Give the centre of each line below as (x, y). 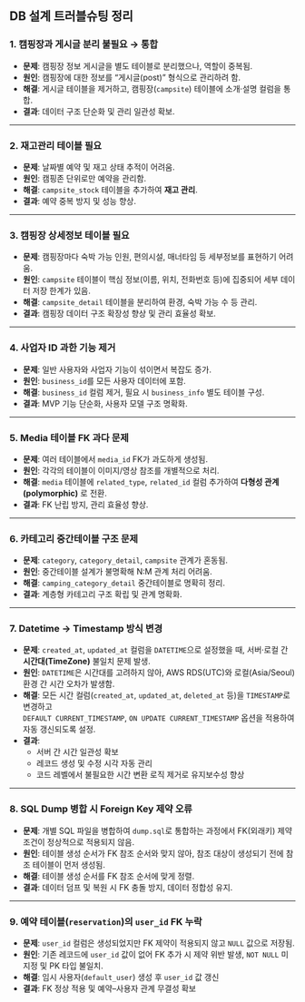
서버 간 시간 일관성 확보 (78, 752)
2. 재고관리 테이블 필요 (56, 145)
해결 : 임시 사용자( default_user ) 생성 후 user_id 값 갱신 (121, 977)
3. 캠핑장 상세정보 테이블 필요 (69, 235)
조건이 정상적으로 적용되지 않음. (78, 841)
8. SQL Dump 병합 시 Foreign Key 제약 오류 (101, 809)
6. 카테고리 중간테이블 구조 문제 (74, 538)
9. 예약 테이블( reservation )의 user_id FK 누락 (106, 921)
